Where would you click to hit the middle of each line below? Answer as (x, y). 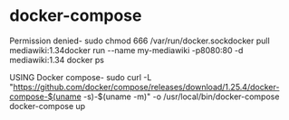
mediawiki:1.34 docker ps (57, 60)
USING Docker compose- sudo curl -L (81, 77)
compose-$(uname (45, 97)
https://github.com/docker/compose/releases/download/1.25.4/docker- (146, 87)
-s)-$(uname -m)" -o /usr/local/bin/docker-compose (181, 97)
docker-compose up (48, 106)
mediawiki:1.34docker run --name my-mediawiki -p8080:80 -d (126, 50)
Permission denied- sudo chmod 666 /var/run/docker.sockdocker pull (140, 41)
